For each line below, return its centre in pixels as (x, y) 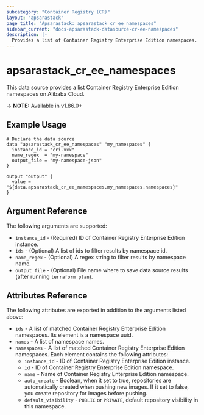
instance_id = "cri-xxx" (43, 150)
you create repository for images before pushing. (86, 394)
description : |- (27, 35)
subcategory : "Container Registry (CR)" (58, 12)
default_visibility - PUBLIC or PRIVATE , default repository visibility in (111, 400)
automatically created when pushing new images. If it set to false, (107, 387)
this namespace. (45, 406)
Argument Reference (47, 211)
